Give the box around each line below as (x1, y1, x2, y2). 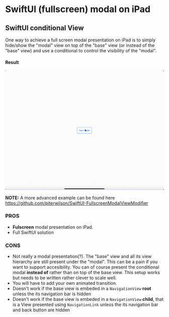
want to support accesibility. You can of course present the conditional (12, 264, 159, 270)
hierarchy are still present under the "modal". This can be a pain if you (12, 259, 158, 265)
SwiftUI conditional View (5, 24, 84, 32)
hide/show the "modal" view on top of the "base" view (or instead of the (5, 42, 155, 48)
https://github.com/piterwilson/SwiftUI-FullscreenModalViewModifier (5, 200, 148, 206)
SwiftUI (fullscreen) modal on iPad (5, 4, 151, 15)
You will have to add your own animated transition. (12, 280, 117, 286)
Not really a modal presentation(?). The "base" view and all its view (12, 253, 152, 260)
